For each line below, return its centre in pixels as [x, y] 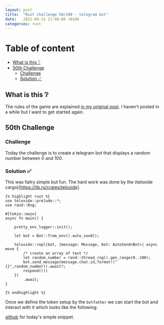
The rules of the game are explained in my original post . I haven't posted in [82, 106]
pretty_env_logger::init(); [43, 227]
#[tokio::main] [21, 214]
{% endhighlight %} [25, 292]
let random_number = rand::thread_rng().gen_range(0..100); [87, 257]
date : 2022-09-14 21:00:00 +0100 [42, 19]
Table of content [40, 48]
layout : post [19, 10]
